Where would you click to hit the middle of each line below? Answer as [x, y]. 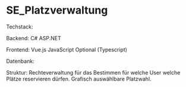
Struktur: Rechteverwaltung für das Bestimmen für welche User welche [93, 72]
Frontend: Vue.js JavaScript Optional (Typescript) [67, 49]
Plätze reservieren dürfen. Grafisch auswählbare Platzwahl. [79, 79]
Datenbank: [20, 61]
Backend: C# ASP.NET [34, 38]
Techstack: [20, 27]
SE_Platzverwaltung [57, 10]
